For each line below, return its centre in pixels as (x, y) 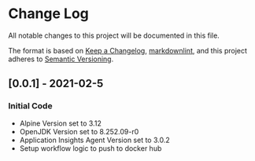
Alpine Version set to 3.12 (61, 123)
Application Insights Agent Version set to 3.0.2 (95, 140)
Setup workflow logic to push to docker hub (91, 148)
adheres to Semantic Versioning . (61, 59)
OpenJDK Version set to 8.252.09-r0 (79, 131)
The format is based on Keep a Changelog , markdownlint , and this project (128, 50)
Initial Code (30, 106)
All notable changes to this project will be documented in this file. (114, 35)
